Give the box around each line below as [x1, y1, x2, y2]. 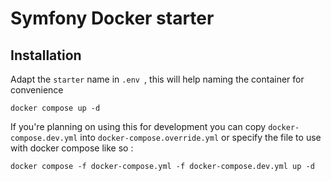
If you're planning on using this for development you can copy [10, 121, 267, 132]
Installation [10, 47, 82, 64]
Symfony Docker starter [10, 7, 215, 30]
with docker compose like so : [10, 142, 134, 154]
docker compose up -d [10, 103, 101, 113]
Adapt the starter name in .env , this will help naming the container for [10, 73, 305, 85]
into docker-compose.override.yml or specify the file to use [79, 132, 322, 143]
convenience [10, 84, 64, 96]
